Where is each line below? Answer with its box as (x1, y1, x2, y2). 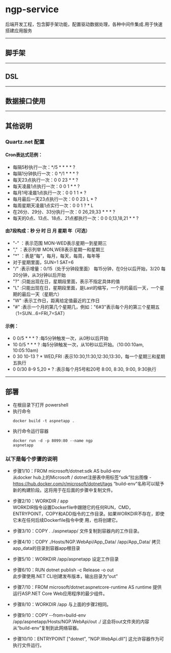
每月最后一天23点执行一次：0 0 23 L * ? (12, 196, 97, 202)
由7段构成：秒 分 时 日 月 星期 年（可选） (5, 228, 91, 234)
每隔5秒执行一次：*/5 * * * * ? (12, 164, 75, 170)
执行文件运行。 (12, 642, 44, 648)
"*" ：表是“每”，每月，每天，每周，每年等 (12, 253, 101, 259)
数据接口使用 (5, 96, 46, 105)
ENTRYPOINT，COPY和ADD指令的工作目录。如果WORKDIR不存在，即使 (12, 511, 164, 517)
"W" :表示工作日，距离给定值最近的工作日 (12, 298, 100, 304)
